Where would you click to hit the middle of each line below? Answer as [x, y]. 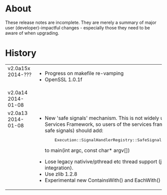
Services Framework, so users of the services [98, 124]
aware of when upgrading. [32, 33]
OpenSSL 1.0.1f [63, 79]
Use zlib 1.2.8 [61, 174]
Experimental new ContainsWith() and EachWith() [102, 180]
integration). [59, 168]
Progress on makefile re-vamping [84, 73]
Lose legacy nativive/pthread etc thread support [101, 161]
